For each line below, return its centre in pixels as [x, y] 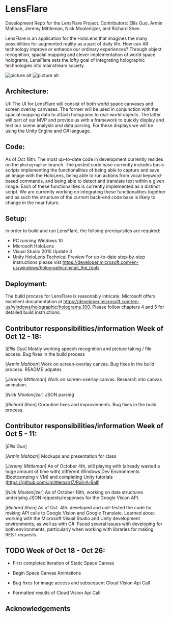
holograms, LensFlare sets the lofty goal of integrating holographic [75, 60]
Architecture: [27, 92]
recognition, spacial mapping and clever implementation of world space [80, 55]
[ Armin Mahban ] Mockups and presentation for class [61, 456]
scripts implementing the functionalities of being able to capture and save [82, 170]
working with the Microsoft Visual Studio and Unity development [73, 518]
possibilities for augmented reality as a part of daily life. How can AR [77, 43]
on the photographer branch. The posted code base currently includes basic [85, 164]
